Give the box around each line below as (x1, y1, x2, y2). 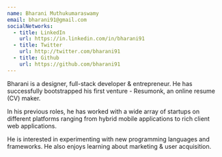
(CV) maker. (7, 94, 41, 102)
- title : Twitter (13, 42, 63, 48)
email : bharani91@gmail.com (7, 16, 87, 23)
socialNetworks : (7, 23, 53, 29)
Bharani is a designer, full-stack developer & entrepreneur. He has (7, 79, 193, 87)
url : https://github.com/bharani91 (19, 61, 121, 68)
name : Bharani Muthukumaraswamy (7, 10, 99, 17)
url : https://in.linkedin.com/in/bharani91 (19, 35, 145, 42)
